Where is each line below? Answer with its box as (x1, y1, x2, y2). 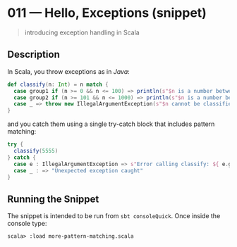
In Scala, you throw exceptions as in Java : (7, 67, 130, 75)
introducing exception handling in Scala (24, 28, 140, 37)
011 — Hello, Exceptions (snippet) (7, 5, 207, 21)
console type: (7, 220, 47, 228)
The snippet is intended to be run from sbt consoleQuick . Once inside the (7, 212, 221, 220)
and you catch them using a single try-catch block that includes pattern (7, 120, 215, 128)
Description (7, 49, 60, 61)
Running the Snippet (7, 193, 99, 205)
